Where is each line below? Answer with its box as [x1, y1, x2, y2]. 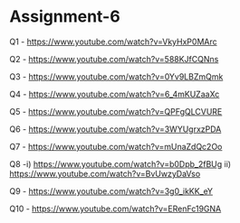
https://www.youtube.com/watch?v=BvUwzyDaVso [9, 168, 201, 179]
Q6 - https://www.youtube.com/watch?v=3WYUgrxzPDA [9, 124, 222, 135]
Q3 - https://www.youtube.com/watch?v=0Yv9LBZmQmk [9, 70, 224, 82]
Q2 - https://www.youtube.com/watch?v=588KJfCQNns [9, 53, 219, 64]
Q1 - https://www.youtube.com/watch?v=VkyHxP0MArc [9, 36, 217, 47]
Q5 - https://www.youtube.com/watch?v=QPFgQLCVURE [9, 106, 223, 116]
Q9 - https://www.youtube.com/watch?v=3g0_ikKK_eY [9, 185, 213, 196]
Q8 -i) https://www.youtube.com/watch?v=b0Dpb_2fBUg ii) [9, 158, 232, 169]
